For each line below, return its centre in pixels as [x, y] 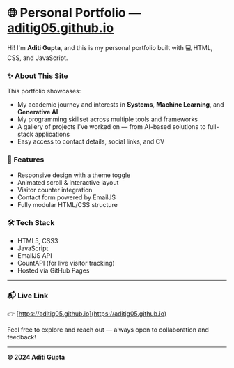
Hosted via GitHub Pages [53, 270]
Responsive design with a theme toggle [74, 175]
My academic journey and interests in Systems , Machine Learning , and [120, 105]
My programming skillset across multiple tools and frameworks [108, 119]
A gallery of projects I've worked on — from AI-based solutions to [111, 127]
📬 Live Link [28, 296]
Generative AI [38, 112]
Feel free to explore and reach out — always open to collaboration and [108, 330]
